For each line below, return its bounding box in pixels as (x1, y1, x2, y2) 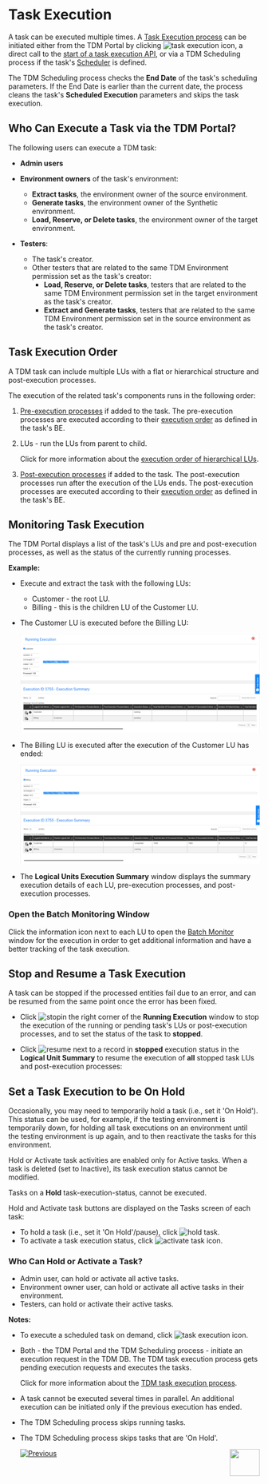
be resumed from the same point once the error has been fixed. (8, 997, 218, 1006)
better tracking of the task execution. (8, 944, 130, 953)
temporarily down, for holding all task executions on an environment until (8, 1123, 248, 1132)
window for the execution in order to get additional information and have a (8, 935, 252, 945)
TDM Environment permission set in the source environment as (43, 313, 251, 323)
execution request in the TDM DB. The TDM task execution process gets (19, 1355, 258, 1364)
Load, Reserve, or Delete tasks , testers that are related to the (43, 280, 246, 289)
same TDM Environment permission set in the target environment (43, 288, 258, 297)
